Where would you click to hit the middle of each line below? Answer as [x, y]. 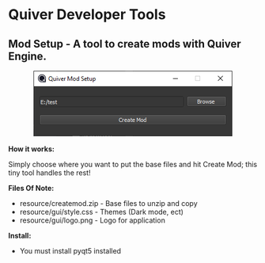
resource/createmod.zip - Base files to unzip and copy [108, 203]
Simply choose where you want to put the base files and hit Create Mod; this [133, 164]
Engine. [28, 56]
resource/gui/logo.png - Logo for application [93, 220]
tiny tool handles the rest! [49, 173]
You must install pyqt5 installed [70, 251]
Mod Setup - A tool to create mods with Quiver [125, 44]
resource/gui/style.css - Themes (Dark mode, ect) [102, 212]
